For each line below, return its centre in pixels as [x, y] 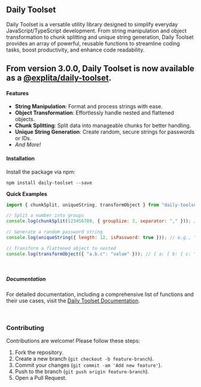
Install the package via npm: [41, 172]
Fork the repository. [39, 352]
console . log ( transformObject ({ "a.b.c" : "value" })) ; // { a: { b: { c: [99, 254]
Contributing [25, 328]
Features [17, 93]
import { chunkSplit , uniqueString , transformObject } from [83, 205]
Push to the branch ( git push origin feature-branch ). [82, 371]
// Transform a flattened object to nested [61, 248]
